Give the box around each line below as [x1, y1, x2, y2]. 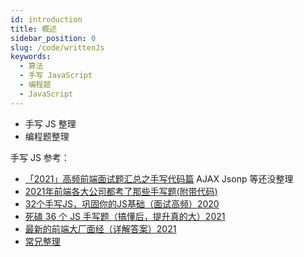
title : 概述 [10, 24, 57, 34]
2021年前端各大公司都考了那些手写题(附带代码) [24, 185, 218, 197]
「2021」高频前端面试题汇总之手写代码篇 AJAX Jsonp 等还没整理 [24, 172, 294, 185]
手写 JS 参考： [10, 151, 70, 163]
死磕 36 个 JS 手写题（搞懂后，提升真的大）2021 [24, 210, 226, 222]
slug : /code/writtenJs [10, 42, 105, 53]
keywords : [10, 52, 52, 62]
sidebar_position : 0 [10, 33, 97, 43]
